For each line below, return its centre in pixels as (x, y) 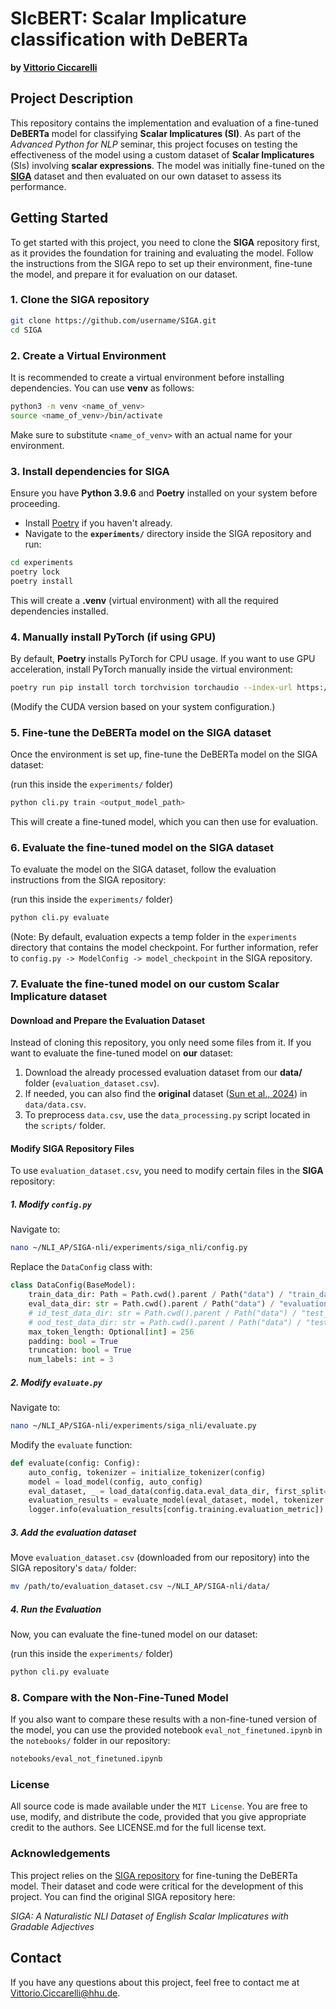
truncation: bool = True (80, 1350)
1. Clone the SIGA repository (80, 300)
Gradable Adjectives (52, 1926)
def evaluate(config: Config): (75, 1463)
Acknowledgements (60, 1854)
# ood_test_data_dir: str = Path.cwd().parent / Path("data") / (165, 1322)
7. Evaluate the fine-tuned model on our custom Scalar (145, 984)
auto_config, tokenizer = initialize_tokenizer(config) (147, 1472)
